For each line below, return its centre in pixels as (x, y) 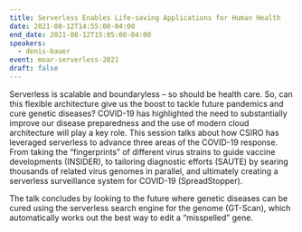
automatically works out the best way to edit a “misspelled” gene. (131, 217)
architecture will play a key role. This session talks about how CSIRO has (144, 132)
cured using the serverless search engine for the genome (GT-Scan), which (150, 208)
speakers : (28, 43)
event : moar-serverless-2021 (64, 60)
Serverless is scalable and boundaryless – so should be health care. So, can (151, 94)
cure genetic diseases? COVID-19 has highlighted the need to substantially (148, 113)
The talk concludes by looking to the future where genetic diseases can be (149, 198)
